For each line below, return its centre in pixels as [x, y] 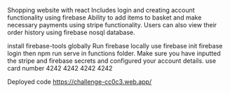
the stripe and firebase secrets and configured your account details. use [111, 61]
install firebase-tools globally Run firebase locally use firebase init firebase [115, 46]
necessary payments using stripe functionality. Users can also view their [112, 25]
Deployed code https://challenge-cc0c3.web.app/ [80, 82]
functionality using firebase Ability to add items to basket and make [104, 17]
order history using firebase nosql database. [71, 32]
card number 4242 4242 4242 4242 [60, 68]
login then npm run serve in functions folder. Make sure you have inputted [114, 53]
